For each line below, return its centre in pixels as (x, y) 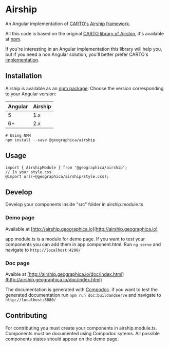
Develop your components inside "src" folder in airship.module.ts (74, 205)
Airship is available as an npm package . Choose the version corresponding (85, 88)
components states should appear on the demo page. (62, 339)
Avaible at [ (17, 274)
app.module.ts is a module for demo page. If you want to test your (75, 239)
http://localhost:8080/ (31, 300)
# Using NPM (18, 135)
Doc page (17, 263)
